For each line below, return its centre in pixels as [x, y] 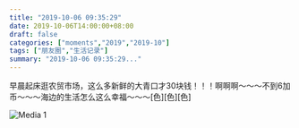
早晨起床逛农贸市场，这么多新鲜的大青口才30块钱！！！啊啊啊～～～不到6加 [150, 85]
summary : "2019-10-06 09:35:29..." [76, 59]
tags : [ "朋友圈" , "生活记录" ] [59, 51]
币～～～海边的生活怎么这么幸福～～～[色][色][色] [100, 97]
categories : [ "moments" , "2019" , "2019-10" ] [90, 43]
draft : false [34, 34]
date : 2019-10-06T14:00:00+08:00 [72, 26]
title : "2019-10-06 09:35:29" [66, 17]
